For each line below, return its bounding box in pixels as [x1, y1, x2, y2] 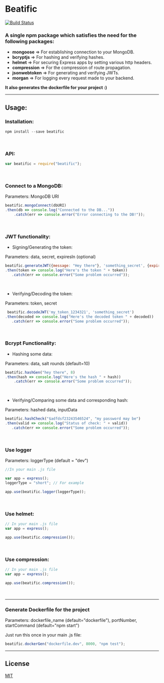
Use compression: [5, 556, 50, 563]
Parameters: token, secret [5, 300, 57, 306]
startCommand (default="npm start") [5, 622, 80, 628]
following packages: [5, 38, 55, 45]
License [5, 659, 30, 668]
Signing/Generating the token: [12, 244, 73, 250]
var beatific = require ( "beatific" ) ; [5, 162, 82, 166]
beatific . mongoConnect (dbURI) [5, 203, 67, 208]
